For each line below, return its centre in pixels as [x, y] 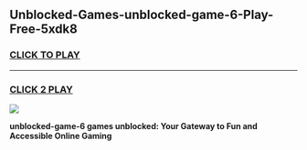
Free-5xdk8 [43, 30]
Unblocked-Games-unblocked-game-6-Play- [142, 15]
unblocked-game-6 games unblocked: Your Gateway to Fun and [133, 125]
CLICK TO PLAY [45, 55]
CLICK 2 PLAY [41, 89]
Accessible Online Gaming [61, 135]
